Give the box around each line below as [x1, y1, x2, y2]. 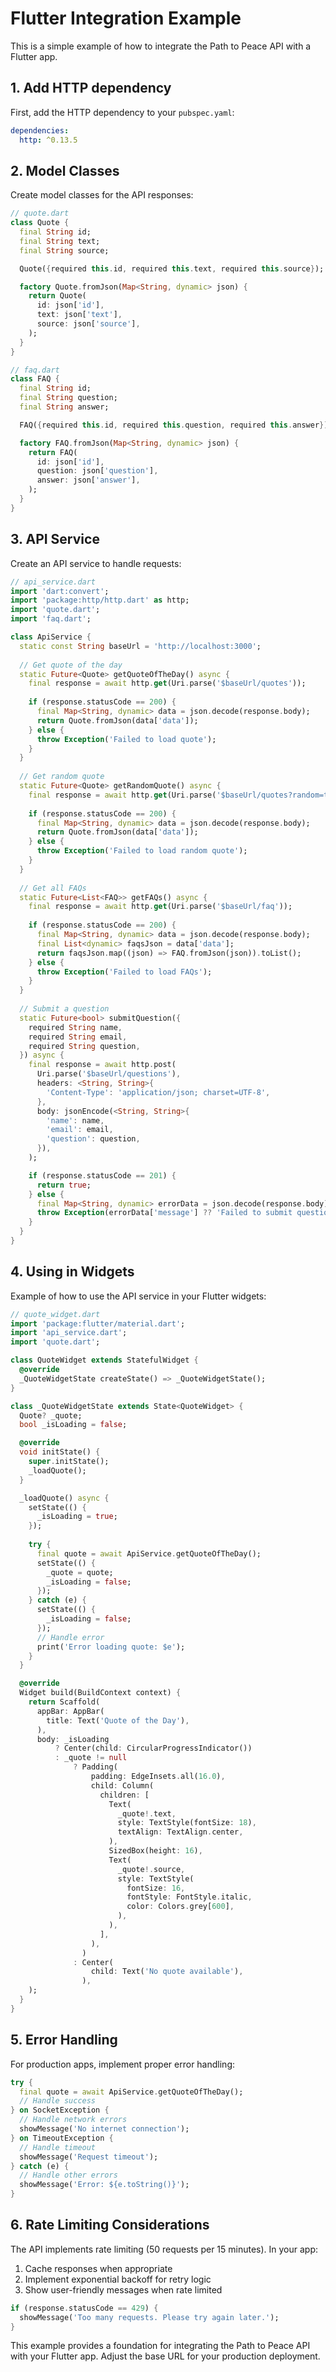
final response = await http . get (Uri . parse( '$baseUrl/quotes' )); [28, 678, 307, 689]
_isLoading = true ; [36, 1512, 118, 1522]
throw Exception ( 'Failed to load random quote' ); [36, 846, 248, 856]
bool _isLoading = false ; [19, 1420, 128, 1430]
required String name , [28, 1022, 123, 1032]
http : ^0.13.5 [19, 135, 78, 145]
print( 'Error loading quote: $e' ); [36, 1642, 186, 1652]
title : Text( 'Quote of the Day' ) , [46, 1715, 190, 1726]
